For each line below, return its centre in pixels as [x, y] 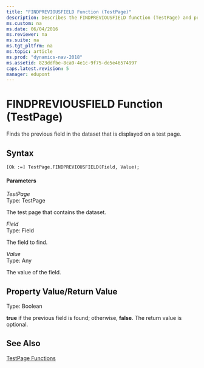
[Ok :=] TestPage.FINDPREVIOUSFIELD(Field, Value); [73, 167]
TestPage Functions [31, 358]
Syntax [20, 153]
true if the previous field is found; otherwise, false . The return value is [94, 318]
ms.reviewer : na [27, 35]
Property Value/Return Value [62, 292]
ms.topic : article [29, 52]
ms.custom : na [24, 23]
